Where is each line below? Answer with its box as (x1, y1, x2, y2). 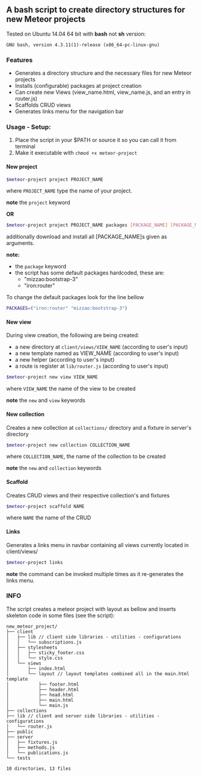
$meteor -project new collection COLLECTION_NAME (6, 442, 130, 448)
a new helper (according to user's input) (14, 356, 115, 364)
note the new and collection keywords (6, 465, 102, 472)
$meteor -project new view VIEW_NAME (6, 374, 98, 380)
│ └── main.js (6, 702, 69, 708)
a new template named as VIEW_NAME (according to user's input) (14, 350, 179, 357)
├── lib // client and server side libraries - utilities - (6, 713, 161, 719)
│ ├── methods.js (6, 744, 55, 751)
